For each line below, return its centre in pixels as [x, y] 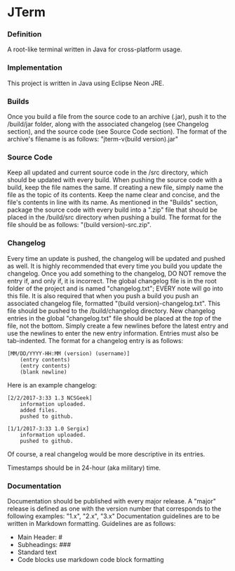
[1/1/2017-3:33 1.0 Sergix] [48, 429]
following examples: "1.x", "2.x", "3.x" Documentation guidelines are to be [113, 516]
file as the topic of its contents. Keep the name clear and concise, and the [114, 195]
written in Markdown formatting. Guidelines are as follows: [92, 523]
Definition [25, 34]
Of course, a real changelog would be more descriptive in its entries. [106, 454]
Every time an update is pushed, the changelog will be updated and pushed [116, 258]
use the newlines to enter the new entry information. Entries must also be [113, 333]
